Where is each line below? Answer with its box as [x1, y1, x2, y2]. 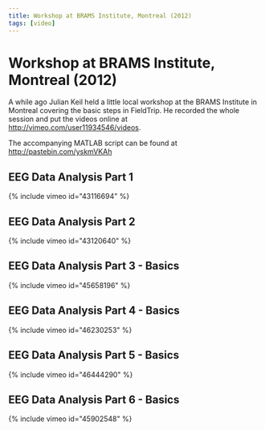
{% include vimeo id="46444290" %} [8, 370, 133, 379]
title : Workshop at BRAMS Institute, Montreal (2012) [8, 11, 193, 20]
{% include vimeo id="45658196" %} [8, 280, 131, 290]
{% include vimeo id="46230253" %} [8, 325, 132, 335]
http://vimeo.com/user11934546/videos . [8, 123, 141, 132]
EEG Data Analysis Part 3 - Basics [8, 259, 180, 273]
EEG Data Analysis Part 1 [8, 170, 134, 184]
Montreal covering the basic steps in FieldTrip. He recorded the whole [8, 106, 240, 116]
